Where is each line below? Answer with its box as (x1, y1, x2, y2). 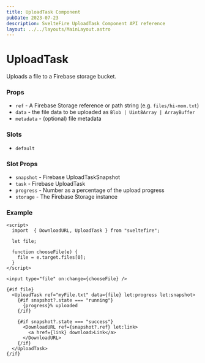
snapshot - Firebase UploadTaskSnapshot (15, 174, 121, 181)
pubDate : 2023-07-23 (6, 15, 59, 21)
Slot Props (6, 159, 38, 168)
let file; (12, 239, 37, 245)
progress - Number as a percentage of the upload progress (15, 186, 165, 194)
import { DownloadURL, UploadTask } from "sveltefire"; (12, 227, 160, 234)
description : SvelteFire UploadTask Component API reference (6, 20, 166, 26)
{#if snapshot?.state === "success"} (17, 319, 114, 325)
